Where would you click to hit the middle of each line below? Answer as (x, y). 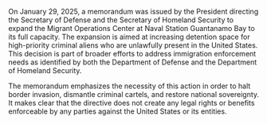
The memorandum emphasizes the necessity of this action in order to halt (130, 86)
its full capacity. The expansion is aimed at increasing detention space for (129, 37)
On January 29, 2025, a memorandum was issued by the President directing (133, 12)
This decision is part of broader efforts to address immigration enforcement (132, 54)
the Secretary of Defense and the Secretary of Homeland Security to (121, 20)
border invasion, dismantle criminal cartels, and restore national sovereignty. (134, 94)
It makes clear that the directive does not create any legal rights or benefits (132, 103)
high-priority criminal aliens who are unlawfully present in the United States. (133, 45)
